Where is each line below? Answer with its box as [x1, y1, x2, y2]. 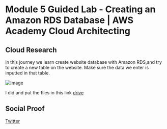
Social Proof [5, 105, 45, 113]
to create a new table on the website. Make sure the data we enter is [5, 65, 149, 70]
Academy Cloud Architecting [5, 25, 131, 37]
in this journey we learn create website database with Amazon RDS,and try [5, 59, 162, 65]
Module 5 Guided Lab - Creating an [5, 4, 156, 15]
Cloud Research [5, 45, 57, 54]
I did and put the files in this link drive [5, 90, 84, 95]
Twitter [5, 118, 20, 124]
